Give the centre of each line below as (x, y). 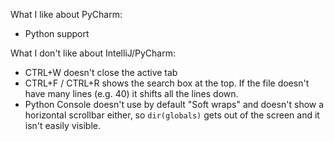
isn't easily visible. (62, 125)
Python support (57, 33)
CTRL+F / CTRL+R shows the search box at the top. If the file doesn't (167, 83)
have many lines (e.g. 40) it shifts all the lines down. (131, 93)
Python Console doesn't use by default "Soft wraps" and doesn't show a (174, 104)
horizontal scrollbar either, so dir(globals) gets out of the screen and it (172, 115)
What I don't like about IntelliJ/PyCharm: (93, 53)
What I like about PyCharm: (66, 14)
